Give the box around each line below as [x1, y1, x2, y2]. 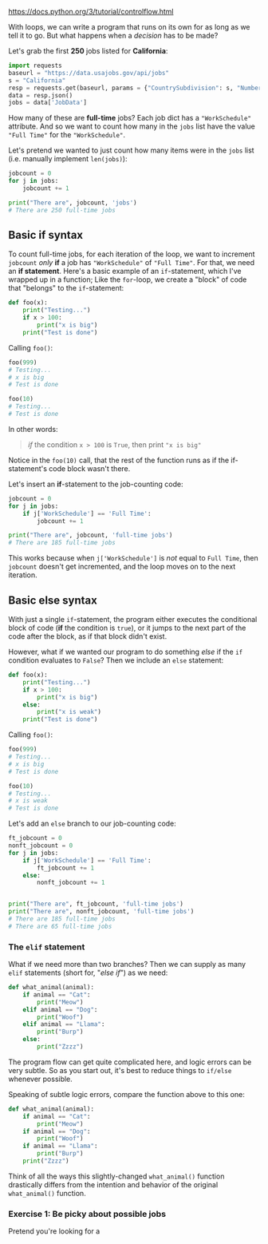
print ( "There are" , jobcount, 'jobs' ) [8, 199, 137, 207]
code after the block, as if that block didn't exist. [8, 632, 167, 641]
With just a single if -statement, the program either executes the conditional [8, 615, 258, 624]
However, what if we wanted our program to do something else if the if [8, 647, 243, 656]
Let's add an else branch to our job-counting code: [8, 818, 177, 829]
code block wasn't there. [49, 463, 131, 473]
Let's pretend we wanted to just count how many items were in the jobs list [8, 145, 254, 155]
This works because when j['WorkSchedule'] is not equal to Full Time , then [8, 553, 259, 563]
